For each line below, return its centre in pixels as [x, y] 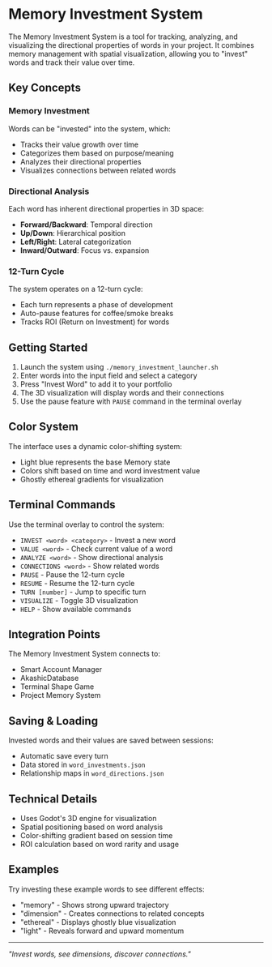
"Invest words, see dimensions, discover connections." [100, 954]
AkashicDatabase [49, 678]
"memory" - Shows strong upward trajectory [94, 905]
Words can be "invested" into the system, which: [90, 128]
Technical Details [53, 799]
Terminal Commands [62, 505]
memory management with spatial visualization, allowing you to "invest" [128, 53]
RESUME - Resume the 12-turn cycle [77, 583]
